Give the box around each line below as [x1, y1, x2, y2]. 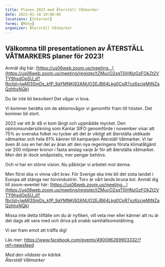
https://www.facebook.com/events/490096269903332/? [24, 237, 142, 243]
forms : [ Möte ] [5, 21, 35, 26]
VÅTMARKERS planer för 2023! [5, 52, 104, 60]
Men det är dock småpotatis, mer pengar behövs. [5, 152, 106, 158]
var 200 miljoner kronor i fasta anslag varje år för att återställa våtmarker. [5, 146, 155, 152]
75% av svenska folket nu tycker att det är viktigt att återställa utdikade [5, 131, 151, 136]
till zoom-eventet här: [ [5, 182, 52, 188]
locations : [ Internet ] [5, 16, 52, 21]
